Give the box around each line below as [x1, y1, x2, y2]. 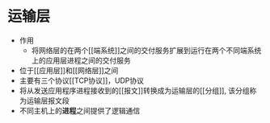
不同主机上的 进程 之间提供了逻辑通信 [19, 105, 141, 115]
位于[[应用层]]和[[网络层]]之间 [19, 65, 119, 75]
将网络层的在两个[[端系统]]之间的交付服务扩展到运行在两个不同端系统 [31, 45, 262, 55]
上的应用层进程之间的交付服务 [31, 55, 131, 65]
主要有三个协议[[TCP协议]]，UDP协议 [19, 76, 145, 85]
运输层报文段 [26, 96, 70, 105]
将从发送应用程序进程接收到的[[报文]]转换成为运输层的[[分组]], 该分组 [19, 85, 250, 95]
